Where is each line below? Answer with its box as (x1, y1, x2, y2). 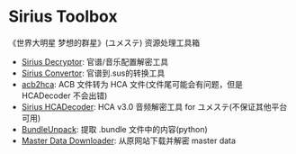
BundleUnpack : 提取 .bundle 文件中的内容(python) (21, 123, 208, 134)
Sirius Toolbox (8, 6, 118, 27)
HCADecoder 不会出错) (21, 90, 108, 101)
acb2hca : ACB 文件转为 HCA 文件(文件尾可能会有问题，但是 (21, 78, 244, 89)
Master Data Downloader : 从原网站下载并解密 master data (21, 135, 236, 146)
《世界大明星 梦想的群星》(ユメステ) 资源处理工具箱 (8, 37, 201, 48)
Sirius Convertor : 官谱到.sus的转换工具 (21, 68, 166, 78)
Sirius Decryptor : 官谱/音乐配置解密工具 (21, 56, 168, 67)
